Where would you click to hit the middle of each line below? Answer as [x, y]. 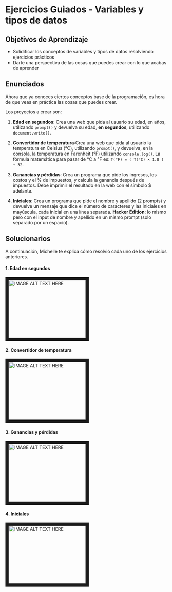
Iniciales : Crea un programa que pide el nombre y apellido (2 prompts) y [89, 201]
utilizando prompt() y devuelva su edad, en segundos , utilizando [81, 127]
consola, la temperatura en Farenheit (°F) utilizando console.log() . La [87, 154]
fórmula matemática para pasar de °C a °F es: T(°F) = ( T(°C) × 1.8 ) [88, 159]
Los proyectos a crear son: [34, 112]
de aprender [26, 68]
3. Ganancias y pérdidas [32, 432]
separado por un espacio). [41, 222]
